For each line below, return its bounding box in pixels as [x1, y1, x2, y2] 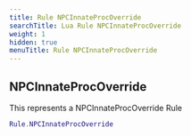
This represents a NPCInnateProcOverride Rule [9, 102, 183, 113]
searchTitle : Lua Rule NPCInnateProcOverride [9, 21, 181, 30]
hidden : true [9, 37, 58, 47]
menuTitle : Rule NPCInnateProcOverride [9, 46, 158, 55]
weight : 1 [9, 29, 46, 38]
